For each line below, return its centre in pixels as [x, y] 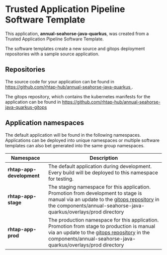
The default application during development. [100, 166]
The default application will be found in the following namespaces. [73, 135]
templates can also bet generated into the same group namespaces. [75, 145]
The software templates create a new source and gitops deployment [75, 48]
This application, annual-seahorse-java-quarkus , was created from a [77, 33]
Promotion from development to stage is [95, 193]
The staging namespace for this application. [99, 187]
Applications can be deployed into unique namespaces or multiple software [83, 140]
